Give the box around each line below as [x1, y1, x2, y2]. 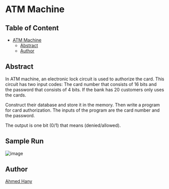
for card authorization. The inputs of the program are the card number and [5, 107, 160, 113]
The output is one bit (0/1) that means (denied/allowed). [5, 122, 121, 128]
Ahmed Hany [5, 178, 33, 184]
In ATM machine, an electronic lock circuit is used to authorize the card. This [5, 76, 164, 82]
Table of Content [5, 24, 59, 32]
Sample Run [5, 137, 44, 146]
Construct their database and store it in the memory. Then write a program [5, 102, 160, 108]
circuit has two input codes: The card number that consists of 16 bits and [5, 81, 157, 87]
